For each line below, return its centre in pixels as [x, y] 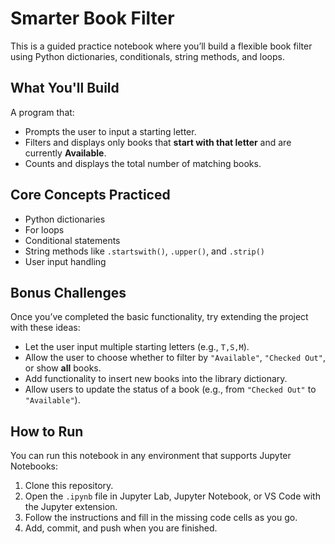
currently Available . [65, 153]
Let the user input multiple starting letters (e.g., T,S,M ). [137, 347]
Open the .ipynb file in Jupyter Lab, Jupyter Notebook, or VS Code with [172, 496]
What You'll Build [65, 88]
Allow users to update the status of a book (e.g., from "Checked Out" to [170, 389]
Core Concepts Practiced [90, 195]
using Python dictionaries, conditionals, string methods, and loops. [147, 56]
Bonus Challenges [68, 292]
